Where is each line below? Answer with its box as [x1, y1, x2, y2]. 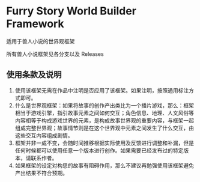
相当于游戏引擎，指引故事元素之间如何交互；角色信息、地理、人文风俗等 [14, 109, 194, 117]
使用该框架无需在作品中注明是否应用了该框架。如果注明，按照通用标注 [14, 86, 189, 94]
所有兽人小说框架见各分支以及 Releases [6, 50, 104, 58]
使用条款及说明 [6, 70, 62, 80]
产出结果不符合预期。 [14, 169, 68, 177]
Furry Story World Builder [6, 4, 137, 18]
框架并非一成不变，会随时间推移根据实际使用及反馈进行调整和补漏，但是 [14, 139, 194, 147]
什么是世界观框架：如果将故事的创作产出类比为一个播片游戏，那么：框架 [14, 102, 194, 109]
